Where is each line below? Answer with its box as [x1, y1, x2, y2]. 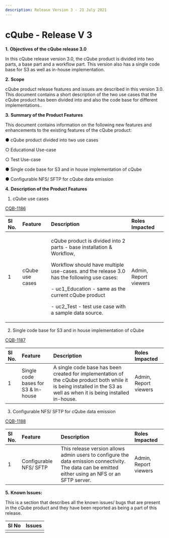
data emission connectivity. [60, 458, 126, 465]
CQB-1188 [5, 418, 26, 424]
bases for [22, 379, 44, 386]
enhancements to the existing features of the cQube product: [5, 127, 132, 133]
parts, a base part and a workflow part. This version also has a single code [5, 61, 160, 67]
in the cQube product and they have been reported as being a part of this [5, 505, 157, 511]
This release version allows [60, 445, 125, 452]
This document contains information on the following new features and [5, 122, 152, 128]
